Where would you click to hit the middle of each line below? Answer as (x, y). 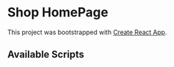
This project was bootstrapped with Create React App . (87, 32)
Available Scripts (46, 55)
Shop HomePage (58, 12)
